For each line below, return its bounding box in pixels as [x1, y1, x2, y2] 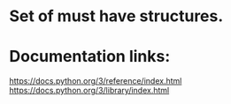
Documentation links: [9, 47, 171, 67]
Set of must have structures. [9, 6, 224, 26]
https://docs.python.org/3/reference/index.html [9, 76, 182, 86]
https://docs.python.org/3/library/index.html [9, 85, 170, 96]
